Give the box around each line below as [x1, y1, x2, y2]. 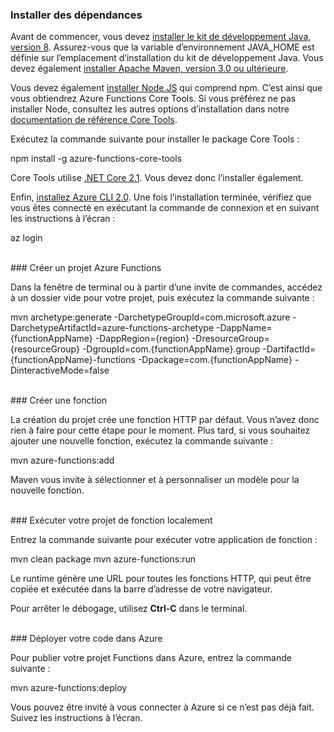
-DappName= [215, 322, 273, 334]
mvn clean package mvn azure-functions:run [10, 553, 196, 565]
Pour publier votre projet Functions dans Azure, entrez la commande [10, 652, 292, 664]
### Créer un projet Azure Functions [10, 262, 162, 274]
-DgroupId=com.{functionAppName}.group [81, 343, 261, 355]
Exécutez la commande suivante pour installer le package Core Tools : [10, 133, 300, 145]
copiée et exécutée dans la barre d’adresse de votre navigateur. [10, 583, 273, 595]
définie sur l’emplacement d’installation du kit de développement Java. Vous [10, 52, 324, 64]
